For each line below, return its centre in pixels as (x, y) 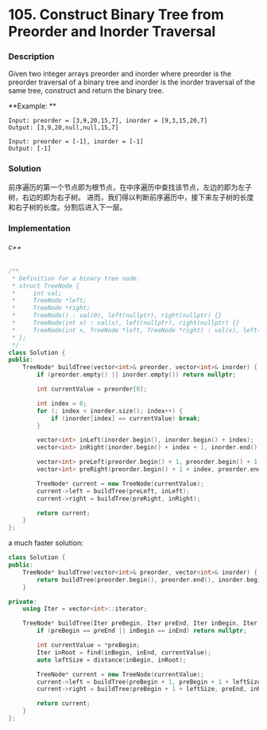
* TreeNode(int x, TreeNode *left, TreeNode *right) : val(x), (126, 330)
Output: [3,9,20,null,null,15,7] (64, 128)
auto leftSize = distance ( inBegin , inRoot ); (112, 660)
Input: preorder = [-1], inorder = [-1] (76, 142)
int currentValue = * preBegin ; (89, 646)
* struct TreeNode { (46, 286)
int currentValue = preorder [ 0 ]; (92, 389)
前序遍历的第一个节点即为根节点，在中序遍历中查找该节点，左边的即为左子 (130, 187)
